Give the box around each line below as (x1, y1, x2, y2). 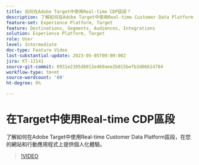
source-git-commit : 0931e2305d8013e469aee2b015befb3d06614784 (6, 63, 163, 70)
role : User (6, 36, 33, 42)
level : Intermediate (6, 42, 58, 48)
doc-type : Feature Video (6, 47, 68, 53)
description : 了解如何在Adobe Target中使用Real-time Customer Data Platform (6, 14, 194, 20)
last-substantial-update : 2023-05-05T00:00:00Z (6, 53, 127, 59)
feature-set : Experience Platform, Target (6, 20, 113, 25)
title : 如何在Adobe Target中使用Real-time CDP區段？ (6, 8, 132, 15)
